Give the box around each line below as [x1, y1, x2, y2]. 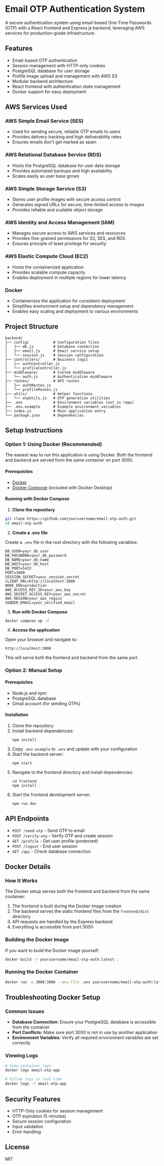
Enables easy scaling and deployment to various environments [12, 308, 138, 314]
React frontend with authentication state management [12, 83, 121, 89]
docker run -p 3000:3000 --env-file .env [5, 980, 91, 984]
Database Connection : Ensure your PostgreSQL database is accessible [12, 1019, 156, 1025]
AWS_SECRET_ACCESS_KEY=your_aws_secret [5, 591, 86, 597]
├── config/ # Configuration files [5, 340, 99, 344]
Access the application [12, 627, 60, 633]
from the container [12, 1024, 50, 1030]
